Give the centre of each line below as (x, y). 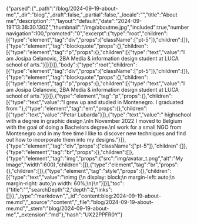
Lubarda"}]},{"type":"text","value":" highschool (134, 115)
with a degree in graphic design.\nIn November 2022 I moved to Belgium (94, 121)
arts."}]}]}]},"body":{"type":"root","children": (84, 65)
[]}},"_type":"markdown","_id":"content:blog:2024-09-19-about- (84, 196)
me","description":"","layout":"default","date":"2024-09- (74, 21)
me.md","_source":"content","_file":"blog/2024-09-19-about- (80, 202)
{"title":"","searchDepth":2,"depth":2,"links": (59, 190)
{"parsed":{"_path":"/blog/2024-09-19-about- (62, 9)
